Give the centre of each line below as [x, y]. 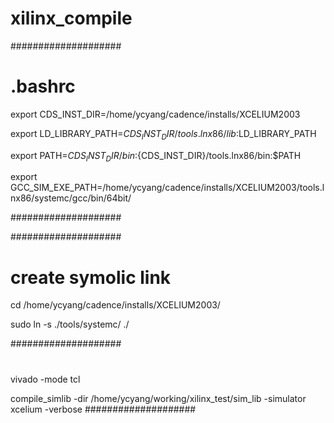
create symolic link [91, 277]
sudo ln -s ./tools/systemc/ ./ [70, 324]
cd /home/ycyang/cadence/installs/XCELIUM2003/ [115, 305]
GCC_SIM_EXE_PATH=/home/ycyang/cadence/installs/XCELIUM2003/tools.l [167, 188]
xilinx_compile [71, 18]
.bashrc [43, 86]
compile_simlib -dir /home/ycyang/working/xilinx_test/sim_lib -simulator [158, 398]
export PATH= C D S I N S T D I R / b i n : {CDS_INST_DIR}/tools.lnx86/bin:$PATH [156, 156]
